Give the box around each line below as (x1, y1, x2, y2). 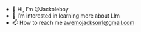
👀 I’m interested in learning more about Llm (12, 12, 120, 19)
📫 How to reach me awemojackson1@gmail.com (12, 19, 135, 26)
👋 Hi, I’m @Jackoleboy (12, 6, 69, 13)
